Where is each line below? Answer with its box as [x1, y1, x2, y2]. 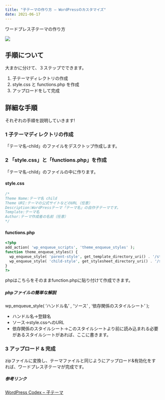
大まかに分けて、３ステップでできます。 [5, 65, 84, 71]
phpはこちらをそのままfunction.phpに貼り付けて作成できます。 [5, 277, 133, 283]
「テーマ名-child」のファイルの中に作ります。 [5, 168, 98, 175]
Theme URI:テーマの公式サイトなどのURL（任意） [5, 200, 92, 205]
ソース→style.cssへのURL [12, 320, 65, 326]
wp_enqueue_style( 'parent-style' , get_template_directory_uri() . [9, 254, 151, 259]
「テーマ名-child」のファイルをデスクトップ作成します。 [5, 143, 120, 149]
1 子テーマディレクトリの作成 [5, 131, 74, 138]
